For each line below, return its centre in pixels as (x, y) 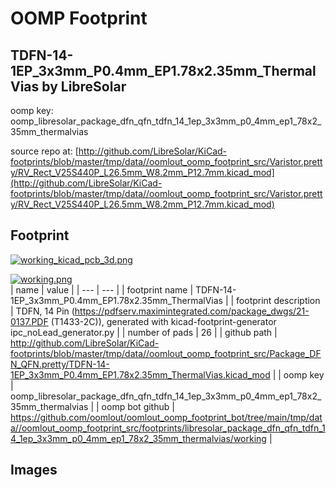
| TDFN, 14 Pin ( (42, 311)
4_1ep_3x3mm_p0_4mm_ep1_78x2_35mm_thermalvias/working (138, 438)
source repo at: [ (44, 151)
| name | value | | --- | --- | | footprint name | (102, 289)
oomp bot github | (138, 406)
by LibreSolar (84, 86)
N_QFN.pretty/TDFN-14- (60, 364)
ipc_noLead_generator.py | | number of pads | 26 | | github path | (144, 332)
